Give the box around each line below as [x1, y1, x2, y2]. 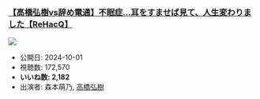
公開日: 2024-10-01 [19, 53, 83, 62]
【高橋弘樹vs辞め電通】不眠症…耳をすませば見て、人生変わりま [8, 6, 252, 17]
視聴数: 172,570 [19, 63, 70, 72]
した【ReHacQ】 [8, 18, 73, 29]
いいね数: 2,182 [19, 72, 70, 82]
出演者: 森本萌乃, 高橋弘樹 [19, 82, 104, 92]
